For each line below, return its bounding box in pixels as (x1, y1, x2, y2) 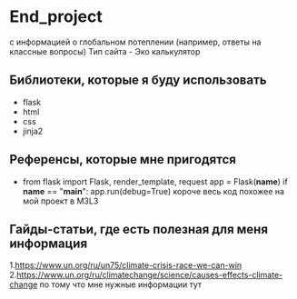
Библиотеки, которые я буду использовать (9, 73, 267, 88)
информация (9, 235, 88, 251)
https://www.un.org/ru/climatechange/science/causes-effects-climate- (16, 270, 283, 281)
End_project (9, 6, 103, 27)
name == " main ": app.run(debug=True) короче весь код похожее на (22, 185, 284, 196)
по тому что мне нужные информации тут (39, 279, 203, 290)
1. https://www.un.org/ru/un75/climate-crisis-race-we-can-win (9, 260, 243, 271)
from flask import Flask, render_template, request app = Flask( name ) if (22, 175, 288, 187)
